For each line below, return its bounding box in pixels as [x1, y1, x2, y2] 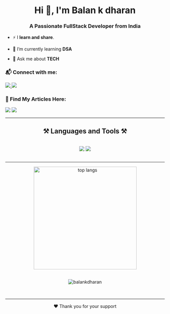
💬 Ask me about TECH [12, 56, 60, 62]
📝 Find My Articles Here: [5, 96, 67, 103]
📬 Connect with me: [5, 69, 57, 76]
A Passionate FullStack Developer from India [29, 23, 141, 30]
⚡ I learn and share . [12, 34, 55, 40]
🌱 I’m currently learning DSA [12, 46, 72, 52]
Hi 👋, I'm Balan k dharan [34, 5, 136, 16]
